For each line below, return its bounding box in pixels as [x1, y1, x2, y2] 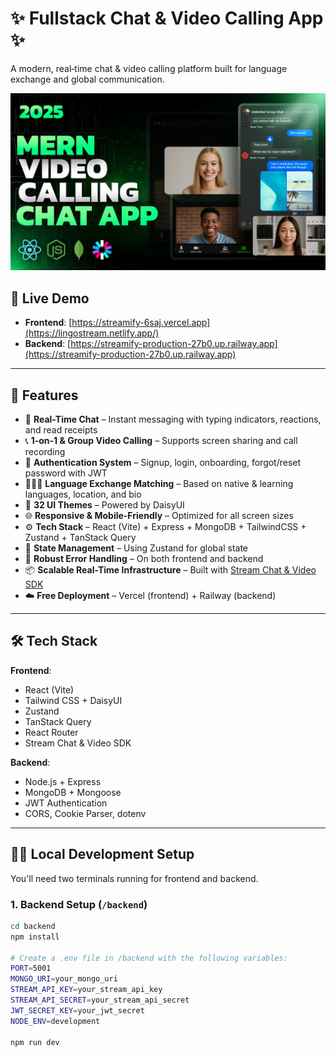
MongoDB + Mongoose [24, 786, 122, 798]
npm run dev [10, 1037, 60, 1047]
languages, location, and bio [24, 488, 142, 501]
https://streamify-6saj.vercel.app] [71, 317, 211, 329]
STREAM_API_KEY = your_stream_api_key [10, 985, 163, 995]
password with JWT [24, 467, 108, 479]
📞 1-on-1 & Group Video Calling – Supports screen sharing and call [24, 435, 298, 447]
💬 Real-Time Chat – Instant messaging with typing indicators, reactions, [24, 413, 322, 426]
